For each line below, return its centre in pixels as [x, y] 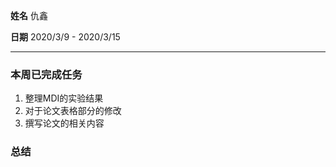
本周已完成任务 [46, 74]
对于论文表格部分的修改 [73, 111]
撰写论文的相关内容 [64, 123]
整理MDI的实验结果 [64, 98]
